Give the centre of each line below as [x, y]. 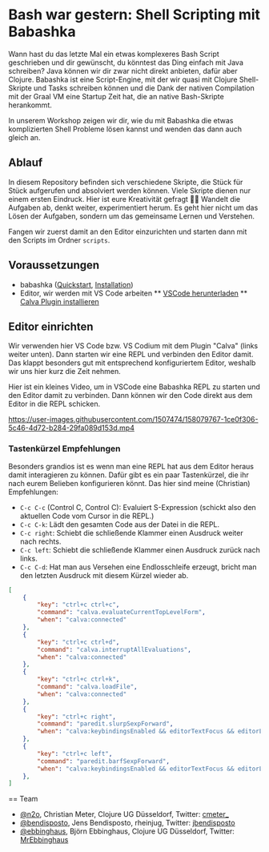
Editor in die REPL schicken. [54, 404]
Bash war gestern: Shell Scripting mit [134, 15]
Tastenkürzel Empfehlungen [64, 448]
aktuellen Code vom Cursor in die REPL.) [87, 516]
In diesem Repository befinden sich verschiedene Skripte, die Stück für [126, 182]
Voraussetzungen [54, 265]
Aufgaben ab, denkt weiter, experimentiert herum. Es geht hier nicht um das [133, 207]
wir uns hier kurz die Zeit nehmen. [65, 372]
